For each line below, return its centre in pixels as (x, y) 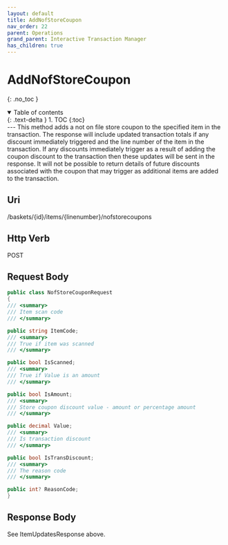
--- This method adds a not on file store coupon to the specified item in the (114, 127)
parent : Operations (35, 33)
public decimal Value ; (40, 426)
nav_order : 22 (28, 26)
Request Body (38, 277)
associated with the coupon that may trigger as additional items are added (113, 171)
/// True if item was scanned (51, 344)
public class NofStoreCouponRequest (60, 293)
